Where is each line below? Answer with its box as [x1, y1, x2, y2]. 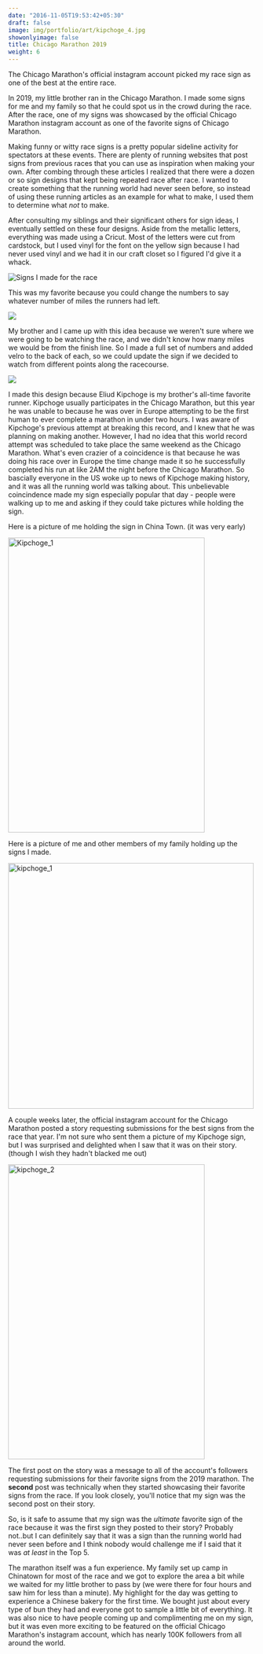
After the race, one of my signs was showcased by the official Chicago [8, 110, 237, 119]
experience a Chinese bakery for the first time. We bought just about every [8, 1597, 250, 1605]
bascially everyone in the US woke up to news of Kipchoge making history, [8, 473, 250, 482]
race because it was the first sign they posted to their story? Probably [8, 1523, 234, 1532]
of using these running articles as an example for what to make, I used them [8, 192, 254, 201]
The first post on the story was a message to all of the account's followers [8, 1466, 249, 1475]
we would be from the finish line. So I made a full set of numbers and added [8, 343, 254, 352]
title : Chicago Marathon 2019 [8, 41, 108, 49]
